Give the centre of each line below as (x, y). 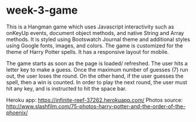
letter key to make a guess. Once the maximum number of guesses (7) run (97, 69)
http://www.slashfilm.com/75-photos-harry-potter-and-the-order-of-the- (96, 106)
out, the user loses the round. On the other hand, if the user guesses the (95, 76)
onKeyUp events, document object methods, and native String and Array (95, 33)
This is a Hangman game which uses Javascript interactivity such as (90, 27)
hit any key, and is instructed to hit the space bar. (66, 88)
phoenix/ (17, 113)
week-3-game (42, 10)
